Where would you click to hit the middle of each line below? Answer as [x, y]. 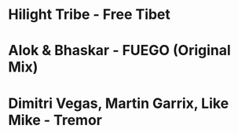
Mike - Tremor [55, 120]
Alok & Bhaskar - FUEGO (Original [120, 51]
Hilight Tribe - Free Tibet [90, 15]
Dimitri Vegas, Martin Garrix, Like [119, 103]
